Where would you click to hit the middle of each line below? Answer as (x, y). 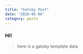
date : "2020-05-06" (25, 14)
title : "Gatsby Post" (27, 9)
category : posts (21, 18)
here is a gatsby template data (47, 46)
